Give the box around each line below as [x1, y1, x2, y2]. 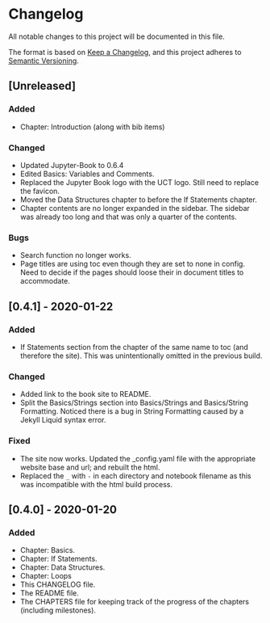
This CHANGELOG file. [19, 579, 96, 590]
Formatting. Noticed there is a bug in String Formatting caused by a [19, 406, 244, 416]
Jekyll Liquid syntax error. [19, 415, 106, 425]
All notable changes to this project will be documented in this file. [8, 32, 226, 41]
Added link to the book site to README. [19, 389, 152, 399]
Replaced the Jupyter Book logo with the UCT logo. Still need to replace [19, 177, 260, 187]
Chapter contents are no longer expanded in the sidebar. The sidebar [19, 203, 250, 213]
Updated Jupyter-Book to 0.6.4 [19, 160, 124, 170]
